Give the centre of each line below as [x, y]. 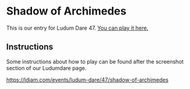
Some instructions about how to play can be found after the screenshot [95, 61]
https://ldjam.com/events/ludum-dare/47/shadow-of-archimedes [87, 79]
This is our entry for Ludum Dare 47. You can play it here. [77, 28]
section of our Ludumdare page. [46, 68]
